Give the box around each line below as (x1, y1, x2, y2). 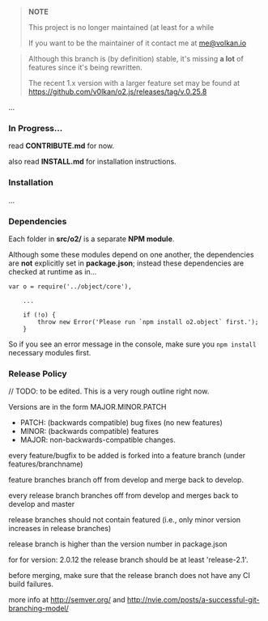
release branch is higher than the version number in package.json (8, 539, 228, 549)
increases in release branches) (8, 524, 112, 534)
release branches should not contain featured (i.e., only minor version (8, 515, 241, 525)
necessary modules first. (8, 347, 91, 357)
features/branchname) (8, 459, 83, 469)
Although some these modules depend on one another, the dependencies (8, 249, 254, 259)
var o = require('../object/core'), (8, 283, 132, 291)
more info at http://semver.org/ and (8, 595, 125, 605)
